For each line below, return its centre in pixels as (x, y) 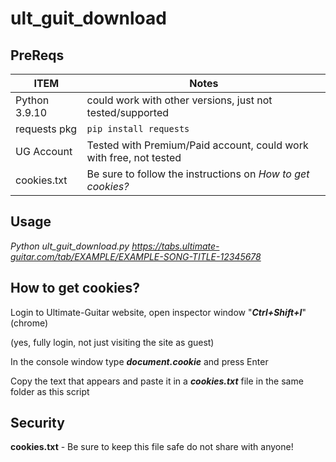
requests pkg (46, 129)
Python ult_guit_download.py (70, 246)
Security (37, 423)
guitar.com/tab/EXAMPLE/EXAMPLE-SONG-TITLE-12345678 (136, 256)
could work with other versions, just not (179, 100)
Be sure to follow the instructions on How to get (198, 174)
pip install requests (138, 128)
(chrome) (29, 323)
